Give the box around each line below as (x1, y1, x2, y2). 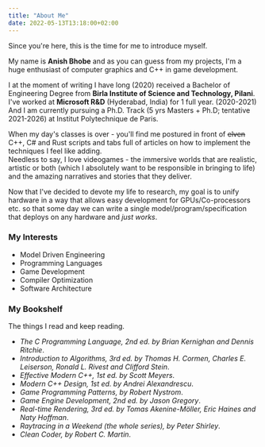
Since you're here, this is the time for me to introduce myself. (8, 40, 208, 50)
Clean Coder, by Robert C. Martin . (19, 430, 132, 439)
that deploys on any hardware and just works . (8, 212, 158, 222)
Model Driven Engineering (19, 249, 106, 259)
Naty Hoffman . (19, 413, 69, 422)
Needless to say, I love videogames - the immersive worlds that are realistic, (8, 154, 258, 164)
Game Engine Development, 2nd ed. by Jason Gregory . (19, 396, 201, 406)
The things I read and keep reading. (8, 322, 125, 331)
